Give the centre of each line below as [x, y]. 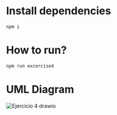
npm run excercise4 [30, 66]
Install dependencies [58, 11]
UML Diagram [40, 90]
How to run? [36, 50]
